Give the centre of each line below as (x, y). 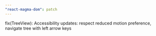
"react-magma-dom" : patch (31, 9)
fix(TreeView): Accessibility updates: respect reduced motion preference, (78, 23)
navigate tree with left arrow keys (38, 28)
